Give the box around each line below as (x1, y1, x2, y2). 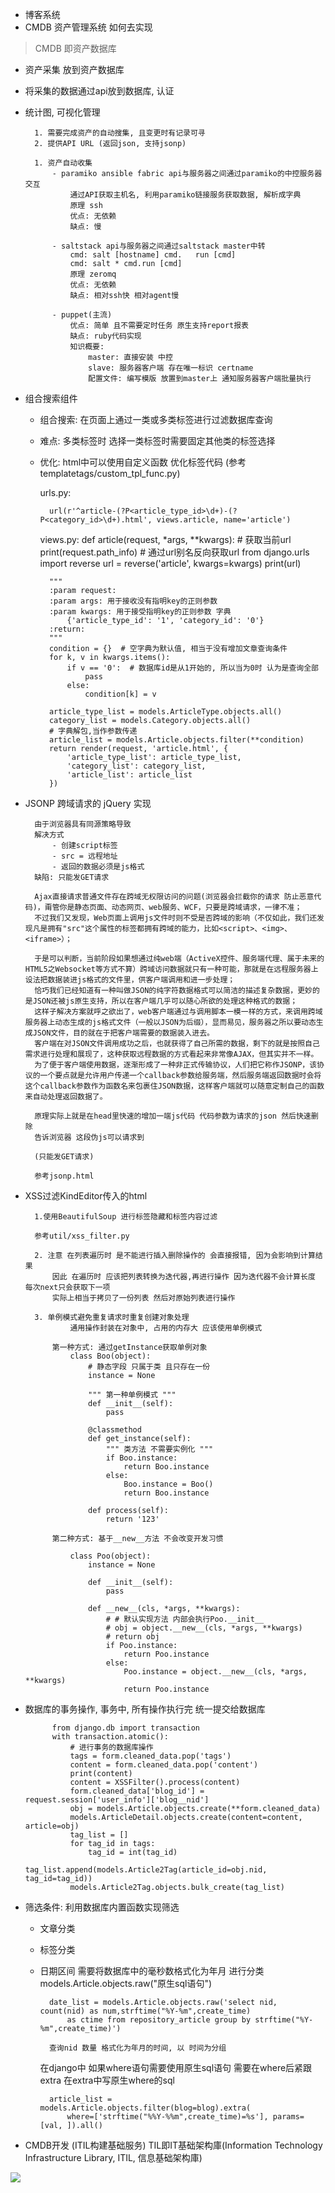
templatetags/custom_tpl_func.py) (39, 468, 181, 479)
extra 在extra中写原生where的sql (39, 2074, 175, 2086)
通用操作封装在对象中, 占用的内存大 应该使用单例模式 (69, 1323, 263, 1333)
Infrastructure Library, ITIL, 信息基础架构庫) (24, 2152, 203, 2163)
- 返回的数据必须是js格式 (51, 862, 145, 872)
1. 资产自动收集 (34, 158, 93, 168)
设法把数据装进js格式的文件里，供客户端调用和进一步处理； (24, 975, 236, 985)
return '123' (105, 1514, 160, 1524)
